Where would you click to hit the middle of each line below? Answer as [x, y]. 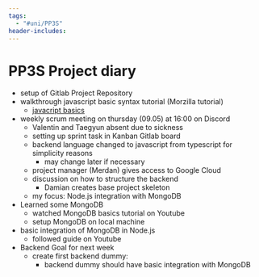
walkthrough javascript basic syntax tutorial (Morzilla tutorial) [122, 102]
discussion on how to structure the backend [105, 179]
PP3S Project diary [73, 71]
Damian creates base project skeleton [107, 187]
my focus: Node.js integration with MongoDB [107, 196]
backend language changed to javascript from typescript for [132, 145]
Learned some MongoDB [62, 205]
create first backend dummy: [80, 256]
